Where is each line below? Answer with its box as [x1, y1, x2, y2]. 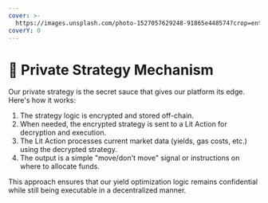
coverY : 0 [8, 26, 41, 34]
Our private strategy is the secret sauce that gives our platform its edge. [8, 87, 246, 96]
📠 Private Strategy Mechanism [8, 61, 214, 79]
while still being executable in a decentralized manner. [8, 185, 187, 195]
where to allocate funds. [19, 162, 100, 171]
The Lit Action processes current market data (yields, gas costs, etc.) [19, 136, 247, 146]
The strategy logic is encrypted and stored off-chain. [19, 111, 194, 120]
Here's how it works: [8, 96, 77, 105]
